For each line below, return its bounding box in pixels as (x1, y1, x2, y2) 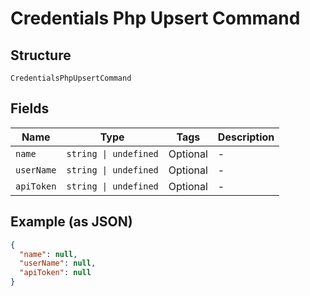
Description (217, 130, 275, 144)
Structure (10, 47, 72, 64)
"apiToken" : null (19, 268, 92, 278)
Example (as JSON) (10, 213, 133, 231)
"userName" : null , (19, 258, 97, 269)
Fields (10, 100, 50, 117)
